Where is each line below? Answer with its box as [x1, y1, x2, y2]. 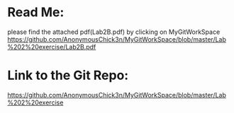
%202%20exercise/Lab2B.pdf [7, 42, 96, 51]
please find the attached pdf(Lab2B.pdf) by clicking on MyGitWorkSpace [7, 28, 221, 36]
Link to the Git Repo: [7, 68, 129, 83]
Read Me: [7, 4, 65, 20]
